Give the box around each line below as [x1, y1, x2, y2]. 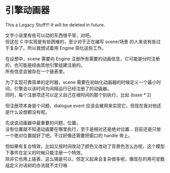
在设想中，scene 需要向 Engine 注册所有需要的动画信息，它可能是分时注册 [5, 55, 160, 61]
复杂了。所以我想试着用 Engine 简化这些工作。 [9, 45, 106, 51]
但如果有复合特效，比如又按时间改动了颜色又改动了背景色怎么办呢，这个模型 [5, 143, 165, 149]
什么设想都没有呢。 [9, 109, 50, 115]
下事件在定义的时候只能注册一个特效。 [5, 149, 85, 155]
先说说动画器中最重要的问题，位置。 [5, 120, 81, 126]
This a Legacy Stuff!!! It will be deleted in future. [5, 21, 105, 28]
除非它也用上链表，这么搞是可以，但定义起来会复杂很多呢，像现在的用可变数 [5, 156, 165, 162]
